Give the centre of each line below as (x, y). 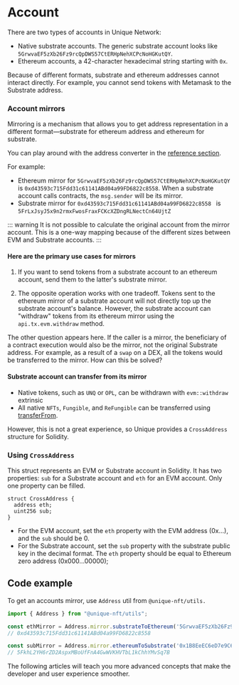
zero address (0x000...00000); (63, 561)
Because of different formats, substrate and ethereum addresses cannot (113, 75)
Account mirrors (36, 108)
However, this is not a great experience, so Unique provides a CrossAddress (117, 429)
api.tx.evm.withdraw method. (61, 324)
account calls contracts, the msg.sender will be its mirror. (100, 196)
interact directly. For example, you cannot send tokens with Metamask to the (119, 82)
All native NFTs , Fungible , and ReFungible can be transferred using (114, 408)
